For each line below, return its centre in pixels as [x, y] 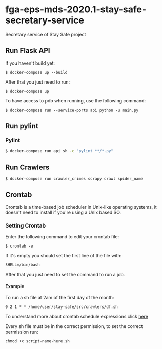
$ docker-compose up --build [36, 72]
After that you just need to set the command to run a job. [65, 275]
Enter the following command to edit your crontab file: [62, 237]
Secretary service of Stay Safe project [46, 34]
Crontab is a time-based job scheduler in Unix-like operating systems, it [81, 207]
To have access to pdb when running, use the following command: [76, 100]
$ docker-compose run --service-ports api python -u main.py [72, 110]
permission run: [22, 332]
